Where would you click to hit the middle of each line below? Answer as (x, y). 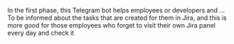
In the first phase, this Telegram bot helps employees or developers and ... (116, 10)
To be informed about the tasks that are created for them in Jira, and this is (117, 18)
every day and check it (41, 33)
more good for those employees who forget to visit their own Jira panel (111, 25)
